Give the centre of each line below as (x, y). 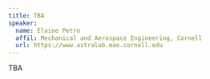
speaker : (23, 23)
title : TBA (26, 16)
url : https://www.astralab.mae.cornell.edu (89, 45)
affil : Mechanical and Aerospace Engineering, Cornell (109, 38)
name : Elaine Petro (48, 30)
